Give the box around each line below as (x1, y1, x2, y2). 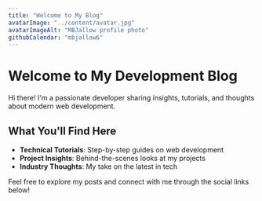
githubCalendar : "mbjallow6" (8, 33, 104, 42)
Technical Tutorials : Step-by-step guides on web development (19, 145, 224, 154)
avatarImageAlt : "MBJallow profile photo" (8, 26, 149, 34)
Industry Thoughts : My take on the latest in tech (19, 162, 178, 171)
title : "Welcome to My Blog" (8, 11, 104, 20)
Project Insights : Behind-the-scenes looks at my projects (19, 154, 206, 163)
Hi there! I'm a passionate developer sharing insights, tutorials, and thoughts (8, 93, 255, 103)
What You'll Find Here (8, 124, 117, 137)
